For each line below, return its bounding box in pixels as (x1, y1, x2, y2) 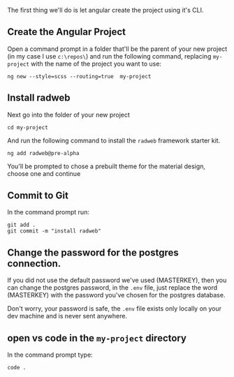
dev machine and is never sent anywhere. (7, 312, 128, 320)
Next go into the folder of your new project (7, 110, 131, 119)
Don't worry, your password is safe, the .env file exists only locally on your (7, 304, 222, 313)
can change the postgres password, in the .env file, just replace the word (7, 283, 218, 292)
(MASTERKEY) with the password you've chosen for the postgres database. (7, 291, 226, 300)
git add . (7, 221, 36, 229)
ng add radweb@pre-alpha (7, 149, 80, 156)
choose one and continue (7, 169, 81, 177)
